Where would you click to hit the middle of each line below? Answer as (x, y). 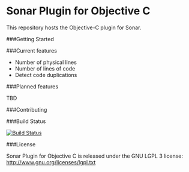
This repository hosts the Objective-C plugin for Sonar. (74, 27)
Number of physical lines (46, 62)
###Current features (31, 50)
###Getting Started (30, 39)
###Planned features (32, 86)
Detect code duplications (46, 75)
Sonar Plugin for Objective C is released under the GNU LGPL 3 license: (95, 156)
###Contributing (27, 109)
